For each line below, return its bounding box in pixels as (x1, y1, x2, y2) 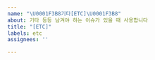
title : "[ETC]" (7, 23, 52, 30)
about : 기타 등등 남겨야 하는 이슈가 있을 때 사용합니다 (7, 17, 149, 24)
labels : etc (7, 29, 42, 37)
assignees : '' (7, 36, 49, 43)
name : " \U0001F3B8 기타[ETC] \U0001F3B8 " (7, 10, 122, 17)
